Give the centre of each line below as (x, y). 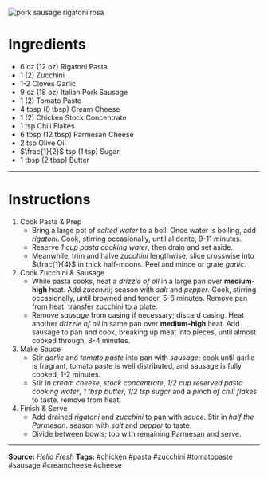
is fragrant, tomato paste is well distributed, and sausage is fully (136, 365)
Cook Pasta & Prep (51, 221)
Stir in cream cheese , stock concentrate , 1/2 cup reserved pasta (137, 382)
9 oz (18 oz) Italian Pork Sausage (74, 92)
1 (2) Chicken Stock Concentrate (73, 117)
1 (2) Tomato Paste (51, 101)
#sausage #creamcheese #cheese (65, 465)
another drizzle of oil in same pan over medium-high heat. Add (136, 323)
